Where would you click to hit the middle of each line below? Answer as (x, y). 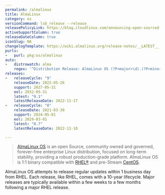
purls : (12, 51)
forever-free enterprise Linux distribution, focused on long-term (82, 152)
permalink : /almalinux (28, 10)
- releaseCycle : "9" (28, 78)
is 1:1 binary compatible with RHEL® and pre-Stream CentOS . (78, 162)
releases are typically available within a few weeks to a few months (73, 182)
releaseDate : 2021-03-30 (39, 110)
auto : (11, 60)
